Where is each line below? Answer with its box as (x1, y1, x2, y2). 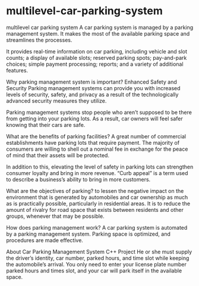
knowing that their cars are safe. (6, 121, 86, 128)
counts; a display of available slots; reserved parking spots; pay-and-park (6, 54, 187, 61)
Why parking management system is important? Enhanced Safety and (6, 78, 177, 85)
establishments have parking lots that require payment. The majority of (6, 139, 180, 146)
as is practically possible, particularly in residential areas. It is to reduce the (6, 200, 191, 207)
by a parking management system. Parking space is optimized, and (6, 230, 171, 237)
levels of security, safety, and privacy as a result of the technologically (6, 91, 179, 98)
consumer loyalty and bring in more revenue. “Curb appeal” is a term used (6, 169, 188, 176)
